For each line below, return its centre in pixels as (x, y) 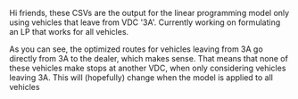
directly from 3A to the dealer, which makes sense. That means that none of (149, 58)
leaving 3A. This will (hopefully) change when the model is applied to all (141, 78)
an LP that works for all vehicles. (69, 32)
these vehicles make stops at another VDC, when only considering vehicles (148, 68)
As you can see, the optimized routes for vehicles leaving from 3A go (136, 49)
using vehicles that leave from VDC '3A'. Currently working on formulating (145, 22)
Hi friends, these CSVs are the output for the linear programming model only (149, 13)
